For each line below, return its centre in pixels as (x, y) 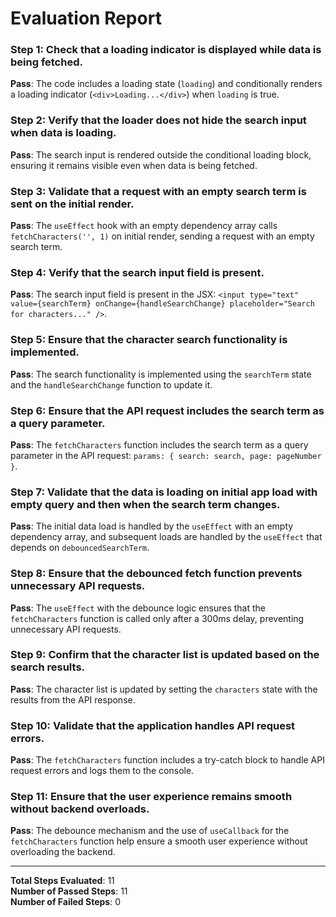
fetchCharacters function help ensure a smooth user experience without (159, 841)
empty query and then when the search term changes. (145, 504)
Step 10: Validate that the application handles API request (153, 725)
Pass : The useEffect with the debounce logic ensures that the (138, 608)
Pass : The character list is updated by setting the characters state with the (164, 689)
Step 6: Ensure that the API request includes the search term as (167, 410)
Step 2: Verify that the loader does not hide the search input (158, 120)
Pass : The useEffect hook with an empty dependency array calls (144, 226)
